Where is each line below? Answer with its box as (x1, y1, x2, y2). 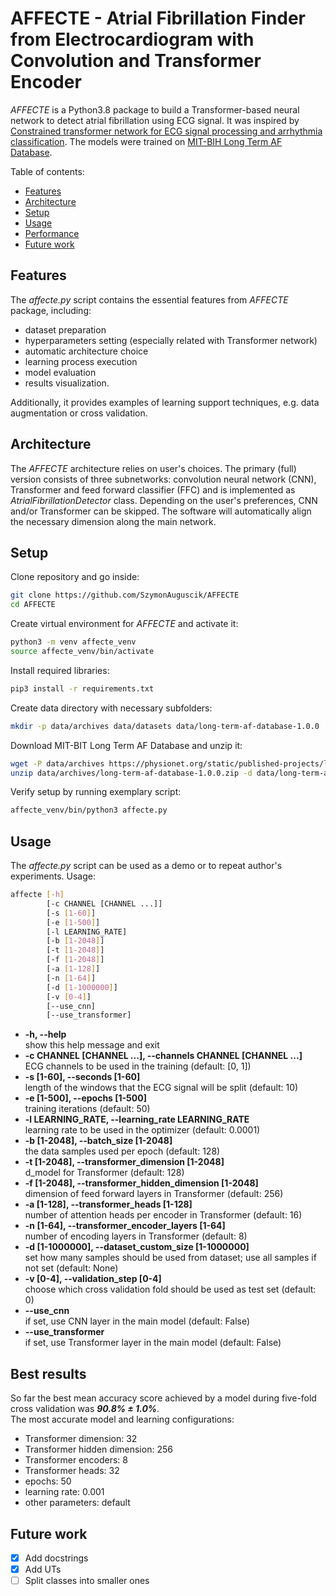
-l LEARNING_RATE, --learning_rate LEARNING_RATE (24, 1113, 250, 1126)
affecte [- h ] (10, 890, 65, 900)
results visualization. (24, 377, 110, 389)
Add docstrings (24, 1552, 89, 1564)
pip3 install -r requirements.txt (10, 683, 155, 694)
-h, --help (24, 1028, 67, 1041)
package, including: (10, 304, 92, 316)
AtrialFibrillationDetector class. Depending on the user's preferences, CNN (10, 494, 318, 506)
